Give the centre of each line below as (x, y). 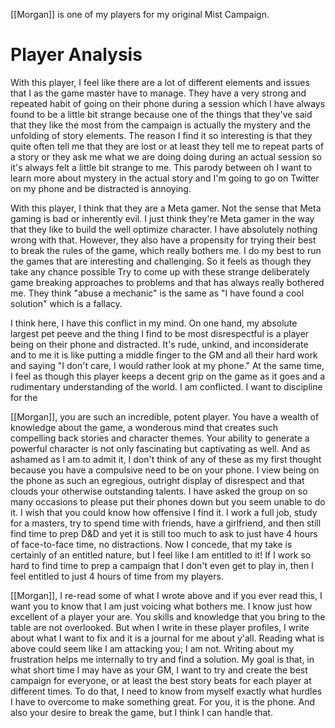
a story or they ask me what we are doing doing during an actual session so (166, 156)
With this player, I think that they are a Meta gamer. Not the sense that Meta (166, 208)
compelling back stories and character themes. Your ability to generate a (160, 438)
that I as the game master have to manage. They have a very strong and (158, 93)
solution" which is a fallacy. (66, 303)
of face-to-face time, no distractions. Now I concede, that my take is (151, 544)
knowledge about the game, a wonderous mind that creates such (144, 427)
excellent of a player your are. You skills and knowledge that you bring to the (168, 616)
